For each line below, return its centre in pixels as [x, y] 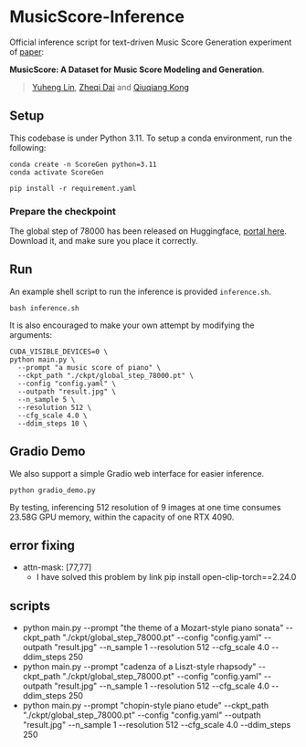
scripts [30, 606]
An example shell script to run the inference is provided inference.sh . [140, 291]
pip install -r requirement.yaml [73, 188]
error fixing [42, 546]
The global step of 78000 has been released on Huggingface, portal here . [148, 231]
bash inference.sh [44, 308]
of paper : [27, 51]
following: [28, 147]
